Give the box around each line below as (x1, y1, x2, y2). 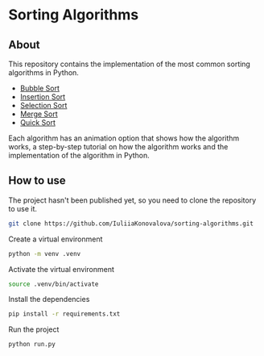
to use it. (8, 203, 38, 213)
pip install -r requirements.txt (8, 310, 121, 318)
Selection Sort (19, 101, 68, 110)
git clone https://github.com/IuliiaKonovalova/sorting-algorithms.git (8, 220, 254, 228)
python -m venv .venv (8, 249, 81, 258)
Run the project (8, 325, 60, 334)
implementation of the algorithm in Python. (8, 151, 151, 160)
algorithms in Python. (8, 68, 79, 77)
